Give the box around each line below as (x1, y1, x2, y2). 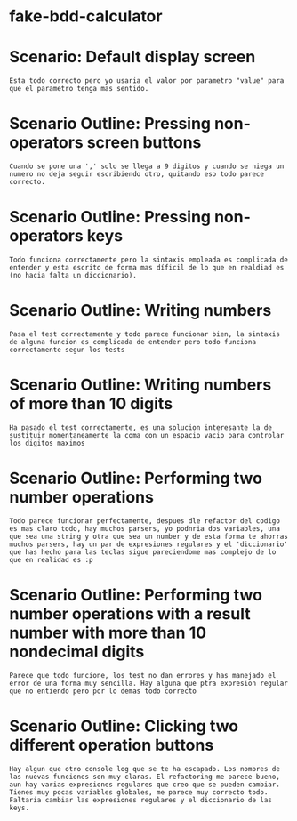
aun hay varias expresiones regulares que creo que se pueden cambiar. (9, 780, 280, 789)
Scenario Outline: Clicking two (9, 716, 239, 736)
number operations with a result (9, 604, 251, 624)
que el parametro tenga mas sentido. (9, 85, 149, 93)
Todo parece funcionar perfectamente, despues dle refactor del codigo (9, 516, 280, 526)
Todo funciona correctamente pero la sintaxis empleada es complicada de (9, 255, 289, 264)
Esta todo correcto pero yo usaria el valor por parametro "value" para (9, 76, 285, 85)
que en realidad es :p (9, 555, 93, 564)
